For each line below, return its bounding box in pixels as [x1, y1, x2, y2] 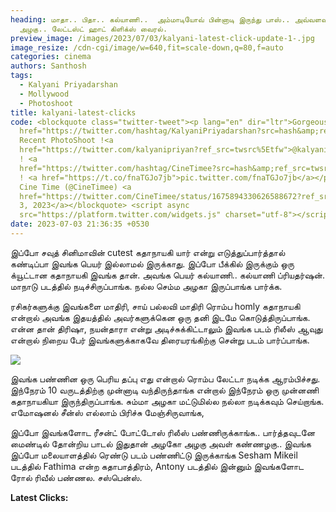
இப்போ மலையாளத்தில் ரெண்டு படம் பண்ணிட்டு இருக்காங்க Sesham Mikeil [10, 449, 298, 461]
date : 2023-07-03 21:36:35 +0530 [10, 219, 150, 230]
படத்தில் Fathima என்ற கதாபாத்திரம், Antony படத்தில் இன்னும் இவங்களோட [10, 460, 305, 472]
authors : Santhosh [10, 61, 87, 71]
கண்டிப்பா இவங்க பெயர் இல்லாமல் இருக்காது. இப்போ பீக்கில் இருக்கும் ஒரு [10, 257, 295, 270]
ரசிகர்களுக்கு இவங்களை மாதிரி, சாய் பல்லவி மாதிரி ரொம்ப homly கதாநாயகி [10, 300, 301, 312]
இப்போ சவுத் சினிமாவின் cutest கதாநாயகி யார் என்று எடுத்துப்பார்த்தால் [10, 246, 286, 258]
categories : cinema [10, 52, 92, 62]
